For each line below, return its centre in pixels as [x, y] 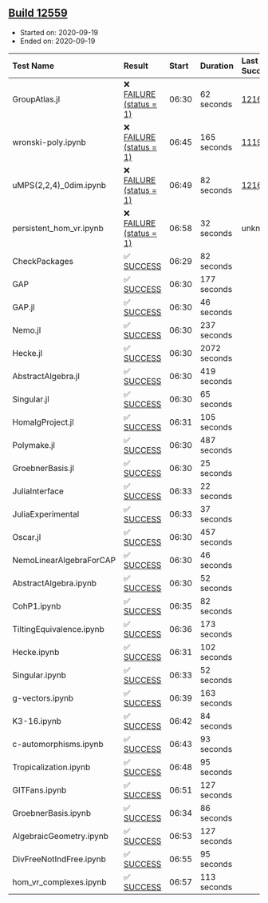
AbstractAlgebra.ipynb [55, 583]
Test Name [33, 66]
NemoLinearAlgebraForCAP [64, 560]
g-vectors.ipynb [43, 697]
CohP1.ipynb [37, 605]
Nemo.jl [27, 330]
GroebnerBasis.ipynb [52, 813]
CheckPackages [43, 261]
